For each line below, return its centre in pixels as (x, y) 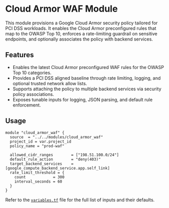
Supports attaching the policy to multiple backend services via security (87, 89)
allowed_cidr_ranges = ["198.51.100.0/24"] (64, 155)
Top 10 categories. (32, 73)
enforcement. (27, 105)
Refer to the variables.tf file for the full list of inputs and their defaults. (80, 200)
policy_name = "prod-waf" (37, 146)
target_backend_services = (42, 164)
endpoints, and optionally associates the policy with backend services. (79, 39)
